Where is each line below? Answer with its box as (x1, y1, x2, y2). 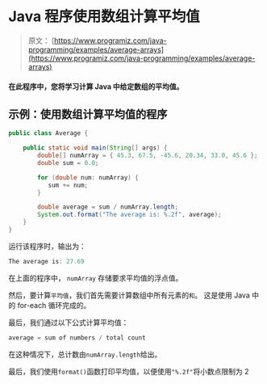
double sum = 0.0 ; (37, 158, 99, 167)
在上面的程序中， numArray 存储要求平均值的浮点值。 (8, 272, 183, 283)
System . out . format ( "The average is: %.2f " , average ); (37, 211, 222, 219)
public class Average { (8, 129, 89, 137)
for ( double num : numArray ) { (37, 173, 139, 182)
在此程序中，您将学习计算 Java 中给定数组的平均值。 (8, 82, 184, 91)
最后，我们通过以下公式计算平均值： (8, 317, 129, 327)
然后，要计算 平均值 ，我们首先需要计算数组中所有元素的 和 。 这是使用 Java (8, 290, 250, 300)
